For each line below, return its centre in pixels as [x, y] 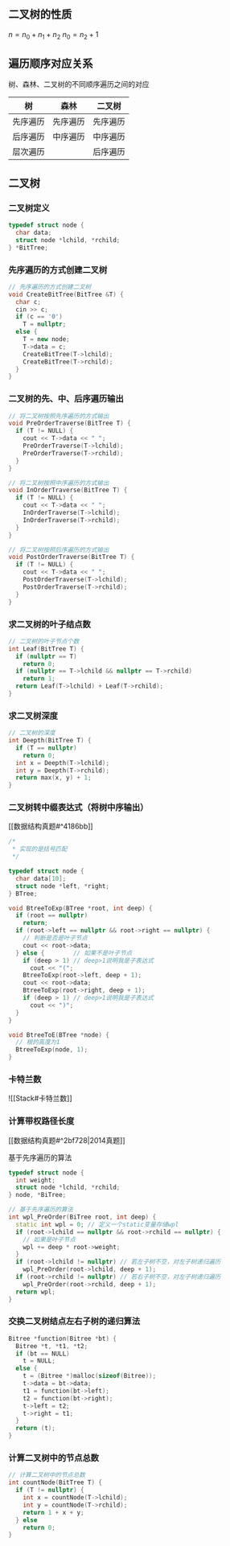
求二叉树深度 [33, 716]
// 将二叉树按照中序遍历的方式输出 [59, 483]
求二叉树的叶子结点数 [49, 624]
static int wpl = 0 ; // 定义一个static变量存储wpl [97, 1224]
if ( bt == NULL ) [43, 1354]
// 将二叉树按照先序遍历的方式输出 [59, 416]
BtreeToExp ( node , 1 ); [52, 1050]
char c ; [29, 302]
